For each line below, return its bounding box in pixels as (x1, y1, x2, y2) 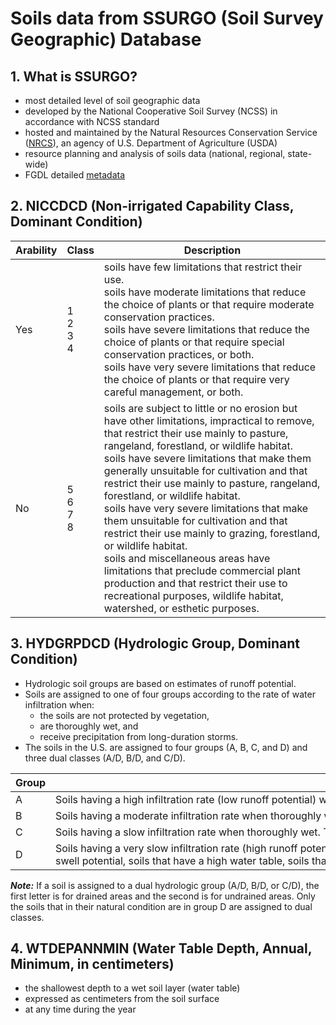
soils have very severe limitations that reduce (103, 360, 317, 374)
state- (287, 148, 313, 159)
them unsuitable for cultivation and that (103, 513, 288, 527)
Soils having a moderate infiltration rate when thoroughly (55, 808, 322, 822)
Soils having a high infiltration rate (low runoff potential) (55, 792, 317, 806)
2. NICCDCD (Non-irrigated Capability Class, (10, 198, 295, 215)
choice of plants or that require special (103, 335, 285, 349)
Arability (15, 243, 58, 257)
